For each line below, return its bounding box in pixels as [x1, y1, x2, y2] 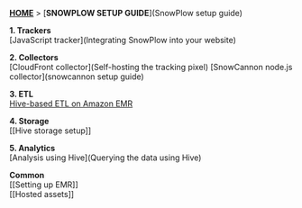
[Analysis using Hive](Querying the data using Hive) [9, 152, 202, 163]
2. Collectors [9, 52, 59, 62]
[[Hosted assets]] [9, 189, 75, 199]
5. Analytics [9, 143, 56, 153]
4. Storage [9, 116, 50, 126]
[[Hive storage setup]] [9, 125, 92, 136]
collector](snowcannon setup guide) [9, 71, 144, 82]
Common [9, 170, 45, 180]
